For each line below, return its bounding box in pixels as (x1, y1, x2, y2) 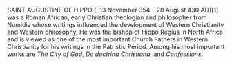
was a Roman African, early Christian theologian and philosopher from (7, 13, 207, 21)
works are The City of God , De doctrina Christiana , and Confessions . (7, 50, 204, 58)
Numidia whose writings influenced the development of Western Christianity (7, 21, 224, 28)
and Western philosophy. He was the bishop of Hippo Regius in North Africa (7, 28, 223, 36)
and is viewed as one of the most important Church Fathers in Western (7, 35, 209, 44)
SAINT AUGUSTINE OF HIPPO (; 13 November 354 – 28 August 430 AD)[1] (7, 6, 219, 14)
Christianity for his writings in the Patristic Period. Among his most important (7, 43, 225, 50)
